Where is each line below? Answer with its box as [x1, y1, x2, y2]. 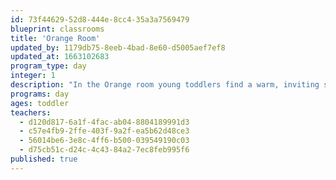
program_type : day [10, 61, 87, 71]
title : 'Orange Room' [10, 33, 101, 43]
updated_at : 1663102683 [10, 52, 110, 62]
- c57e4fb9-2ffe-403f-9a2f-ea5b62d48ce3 [19, 126, 190, 136]
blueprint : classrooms [10, 24, 105, 34]
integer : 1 [10, 71, 56, 81]
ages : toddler [10, 98, 70, 108]
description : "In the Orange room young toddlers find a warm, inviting [10, 80, 320, 90]
